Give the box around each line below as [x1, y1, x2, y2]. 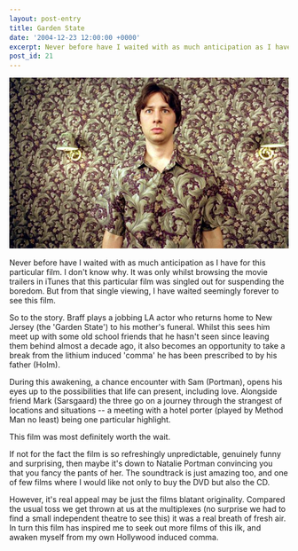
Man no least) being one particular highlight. [9, 414, 171, 425]
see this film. [9, 295, 56, 306]
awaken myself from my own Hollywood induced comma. [9, 532, 219, 543]
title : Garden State [9, 23, 86, 33]
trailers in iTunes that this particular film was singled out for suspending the [9, 276, 285, 287]
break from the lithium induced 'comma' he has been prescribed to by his [9, 350, 278, 361]
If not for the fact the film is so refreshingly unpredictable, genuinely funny [9, 449, 281, 460]
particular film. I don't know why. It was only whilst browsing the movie [9, 267, 268, 278]
